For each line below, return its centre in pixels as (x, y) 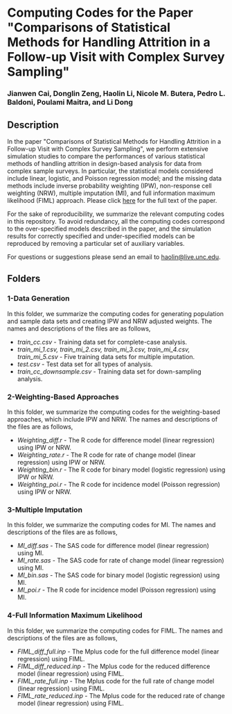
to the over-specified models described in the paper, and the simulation (109, 229)
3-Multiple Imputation (45, 510)
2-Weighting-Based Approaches (63, 397)
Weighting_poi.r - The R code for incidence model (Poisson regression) (118, 484)
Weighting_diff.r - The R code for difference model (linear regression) (116, 440)
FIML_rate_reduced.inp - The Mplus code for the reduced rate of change (121, 695)
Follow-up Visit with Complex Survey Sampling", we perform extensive (108, 149)
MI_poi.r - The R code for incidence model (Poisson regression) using (116, 590)
